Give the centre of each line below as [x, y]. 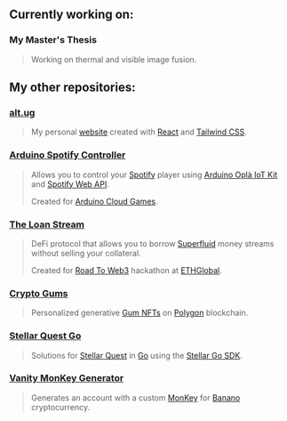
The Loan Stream [47, 224]
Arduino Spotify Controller [68, 155]
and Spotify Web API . [70, 184]
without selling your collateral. [86, 253]
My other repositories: [72, 88]
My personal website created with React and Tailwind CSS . [139, 132]
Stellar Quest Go [45, 336]
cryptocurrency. [60, 407]
